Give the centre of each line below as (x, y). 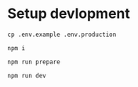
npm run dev (27, 75)
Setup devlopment (69, 14)
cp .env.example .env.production (62, 34)
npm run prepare (34, 62)
